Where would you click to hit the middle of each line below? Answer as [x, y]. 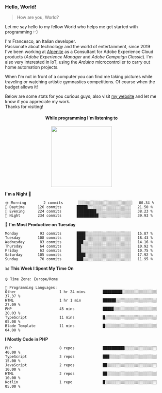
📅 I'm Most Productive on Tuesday [40, 224]
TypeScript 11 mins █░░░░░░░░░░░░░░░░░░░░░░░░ [81, 317]
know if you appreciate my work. [38, 102]
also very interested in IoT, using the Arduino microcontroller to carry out [78, 62]
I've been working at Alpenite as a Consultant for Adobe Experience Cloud [79, 52]
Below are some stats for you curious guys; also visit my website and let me [81, 96]
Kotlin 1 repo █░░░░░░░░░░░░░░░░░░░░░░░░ [81, 382]
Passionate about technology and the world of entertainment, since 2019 [78, 47]
